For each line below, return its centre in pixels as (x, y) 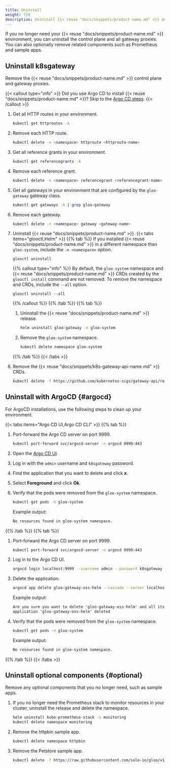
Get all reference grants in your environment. (59, 152)
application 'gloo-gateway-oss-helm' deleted (61, 612)
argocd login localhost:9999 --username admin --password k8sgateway (88, 569)
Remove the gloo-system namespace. (59, 338)
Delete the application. (36, 579)
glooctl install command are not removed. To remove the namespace (87, 279)
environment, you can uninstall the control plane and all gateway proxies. (81, 39)
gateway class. (45, 196)
